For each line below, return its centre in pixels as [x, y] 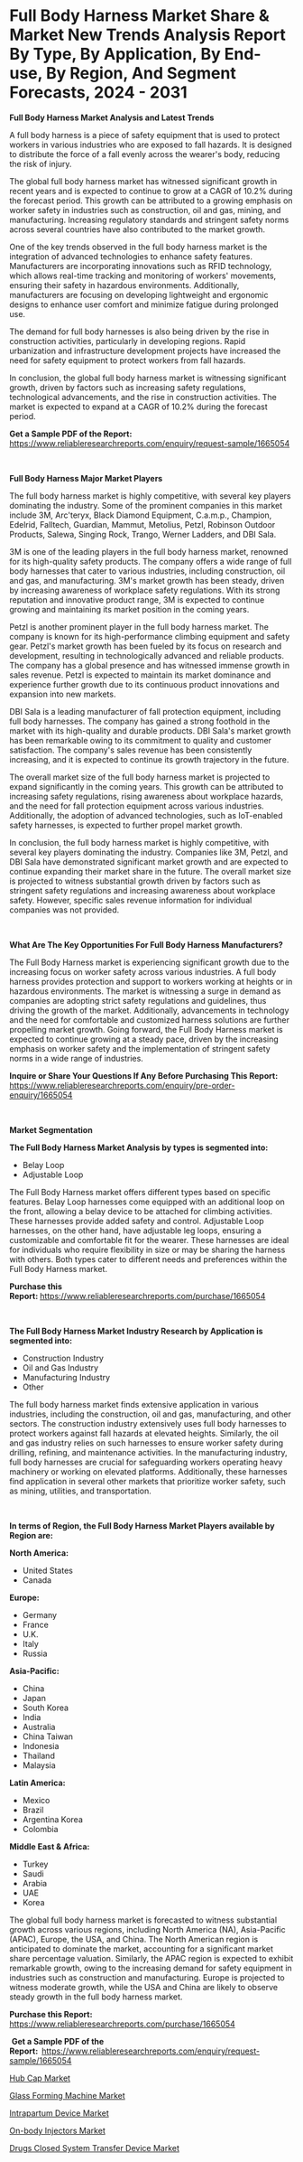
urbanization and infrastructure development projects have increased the [145, 351]
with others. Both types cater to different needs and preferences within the [148, 1259]
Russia [35, 1653]
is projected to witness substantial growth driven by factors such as [135, 881]
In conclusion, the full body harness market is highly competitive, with [139, 842]
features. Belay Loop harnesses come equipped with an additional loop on [147, 1202]
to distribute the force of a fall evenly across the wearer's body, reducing [145, 154]
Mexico [36, 1800]
